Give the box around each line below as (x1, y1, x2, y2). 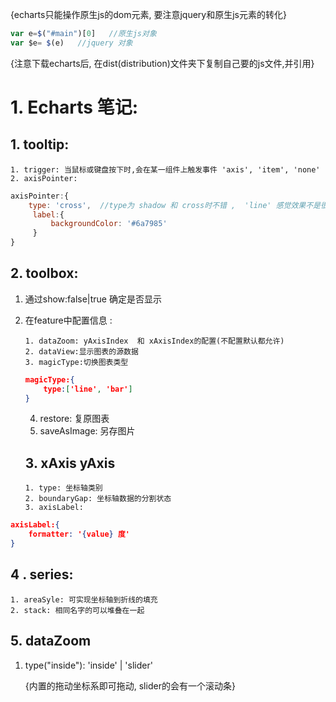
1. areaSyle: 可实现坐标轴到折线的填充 (10, 594, 158, 605)
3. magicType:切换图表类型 (24, 357, 129, 367)
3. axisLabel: (24, 503, 84, 513)
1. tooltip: (10, 136, 70, 153)
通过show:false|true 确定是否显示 (24, 293, 162, 305)
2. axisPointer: (10, 173, 78, 183)
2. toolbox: (10, 265, 79, 282)
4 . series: (10, 566, 74, 583)
